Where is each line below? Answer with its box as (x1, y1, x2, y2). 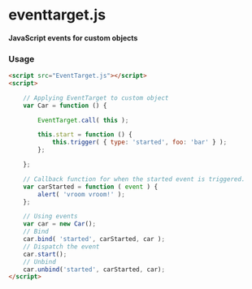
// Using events (23, 213, 79, 221)
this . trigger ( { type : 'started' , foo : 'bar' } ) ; (51, 138, 228, 147)
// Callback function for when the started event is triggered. (23, 175, 245, 183)
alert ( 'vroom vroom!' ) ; (37, 190, 126, 198)
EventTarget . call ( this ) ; (37, 116, 129, 124)
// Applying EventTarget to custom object (23, 93, 169, 102)
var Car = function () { (23, 101, 107, 110)
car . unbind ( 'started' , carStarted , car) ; (23, 265, 165, 274)
